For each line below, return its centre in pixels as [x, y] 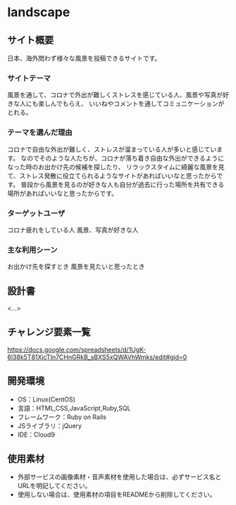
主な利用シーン [32, 249]
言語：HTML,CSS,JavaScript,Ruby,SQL [74, 408]
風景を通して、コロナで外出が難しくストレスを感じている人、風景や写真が [115, 95]
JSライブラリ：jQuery [50, 425]
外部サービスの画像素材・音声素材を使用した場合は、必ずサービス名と [119, 477]
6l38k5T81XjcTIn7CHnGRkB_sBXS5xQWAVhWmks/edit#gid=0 [97, 357]
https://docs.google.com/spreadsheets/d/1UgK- [77, 349]
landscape [39, 12]
